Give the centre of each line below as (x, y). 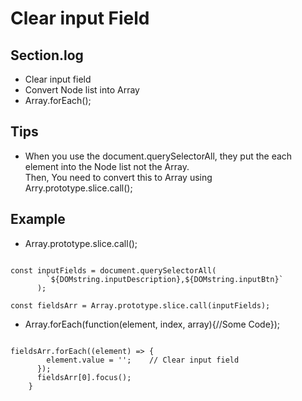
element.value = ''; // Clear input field (143, 360)
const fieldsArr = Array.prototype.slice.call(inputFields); (140, 305)
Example (38, 219)
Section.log (47, 55)
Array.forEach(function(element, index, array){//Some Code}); (152, 324)
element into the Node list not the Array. (107, 166)
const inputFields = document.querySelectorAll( (113, 270)
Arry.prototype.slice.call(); (78, 188)
